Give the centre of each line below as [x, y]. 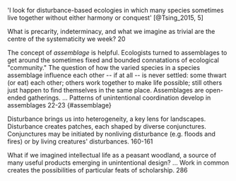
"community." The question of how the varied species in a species [104, 68]
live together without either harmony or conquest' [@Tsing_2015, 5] [105, 18]
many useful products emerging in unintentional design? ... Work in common [118, 163]
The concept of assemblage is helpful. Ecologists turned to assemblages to [117, 53]
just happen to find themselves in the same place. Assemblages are [106, 90]
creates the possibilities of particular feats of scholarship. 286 [98, 170]
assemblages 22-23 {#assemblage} [59, 105]
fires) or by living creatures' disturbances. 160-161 [80, 141]
